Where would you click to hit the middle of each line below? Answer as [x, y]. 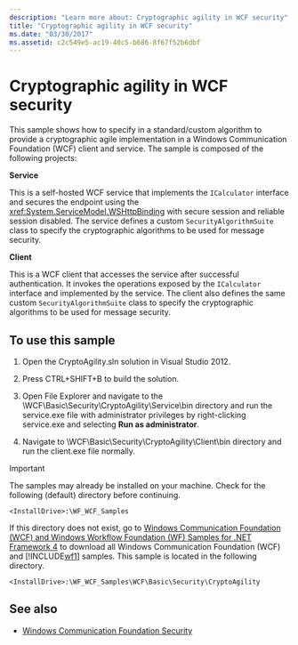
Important [27, 468]
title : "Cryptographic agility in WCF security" [101, 26]
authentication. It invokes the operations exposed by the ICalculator [135, 284]
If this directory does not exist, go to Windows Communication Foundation [145, 528]
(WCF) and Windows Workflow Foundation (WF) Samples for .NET [130, 537]
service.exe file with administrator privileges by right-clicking [134, 415]
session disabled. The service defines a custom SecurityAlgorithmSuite [141, 221]
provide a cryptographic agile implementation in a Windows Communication [148, 140]
